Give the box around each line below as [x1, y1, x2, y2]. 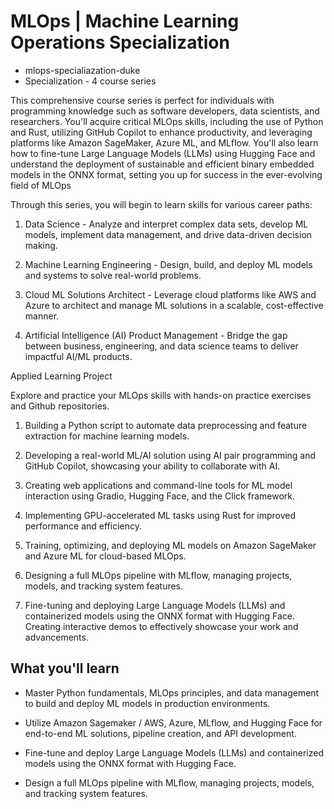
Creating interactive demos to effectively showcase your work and [24, 620, 299, 632]
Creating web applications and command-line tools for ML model [24, 479, 293, 491]
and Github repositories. [10, 400, 110, 412]
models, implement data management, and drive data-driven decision [24, 228, 313, 240]
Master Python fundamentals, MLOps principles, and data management [24, 686, 320, 699]
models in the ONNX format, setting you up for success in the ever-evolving [10, 168, 323, 180]
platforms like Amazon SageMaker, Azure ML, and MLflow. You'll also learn [10, 136, 319, 149]
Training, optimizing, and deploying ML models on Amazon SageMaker [24, 539, 317, 551]
